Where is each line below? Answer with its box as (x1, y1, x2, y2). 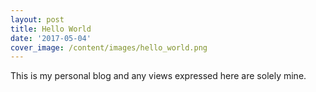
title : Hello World (10, 24, 92, 34)
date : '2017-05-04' (10, 33, 92, 43)
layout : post (10, 14, 65, 25)
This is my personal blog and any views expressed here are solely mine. (10, 70, 307, 82)
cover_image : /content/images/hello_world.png (10, 42, 208, 53)
